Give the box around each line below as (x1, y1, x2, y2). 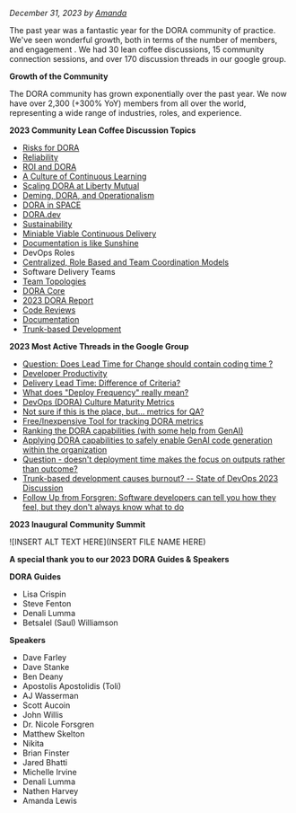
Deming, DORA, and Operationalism (22, 190, 155, 200)
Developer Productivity (22, 368, 108, 378)
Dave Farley (22, 652, 67, 663)
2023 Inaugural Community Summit (9, 519, 146, 529)
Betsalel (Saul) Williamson (22, 617, 118, 628)
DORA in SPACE (22, 199, 82, 210)
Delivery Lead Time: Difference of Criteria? (22, 377, 181, 388)
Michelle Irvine (22, 767, 78, 777)
